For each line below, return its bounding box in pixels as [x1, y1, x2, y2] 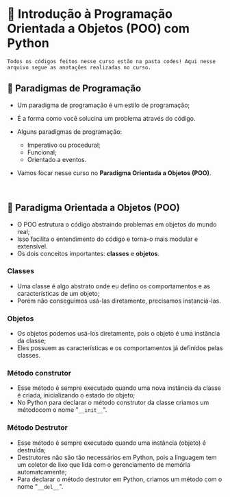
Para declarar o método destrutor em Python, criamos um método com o [16, 475, 222, 483]
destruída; [16, 446, 47, 454]
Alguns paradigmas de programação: [16, 127, 122, 136]
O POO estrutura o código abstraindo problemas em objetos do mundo [16, 220, 217, 229]
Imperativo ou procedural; [27, 141, 101, 149]
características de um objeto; [16, 289, 100, 297]
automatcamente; [16, 467, 67, 476]
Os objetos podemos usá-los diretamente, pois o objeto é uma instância [16, 330, 220, 338]
